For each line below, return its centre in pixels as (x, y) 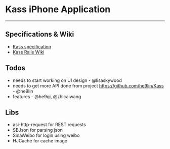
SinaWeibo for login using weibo (46, 135)
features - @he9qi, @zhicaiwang (47, 96)
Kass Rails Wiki (28, 52)
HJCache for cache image (40, 141)
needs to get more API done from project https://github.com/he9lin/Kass (88, 85)
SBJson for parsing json (38, 130)
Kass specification (32, 46)
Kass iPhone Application (58, 9)
